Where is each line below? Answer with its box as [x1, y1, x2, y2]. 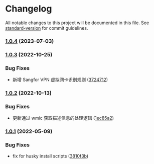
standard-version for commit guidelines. [5, 25, 88, 31]
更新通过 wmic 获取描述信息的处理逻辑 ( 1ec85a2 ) [12, 115, 114, 121]
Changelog [5, 3, 52, 15]
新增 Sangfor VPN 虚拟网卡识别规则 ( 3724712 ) [12, 76, 108, 83]
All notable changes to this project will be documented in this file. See [5, 20, 149, 26]
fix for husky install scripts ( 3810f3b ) [12, 153, 89, 159]
